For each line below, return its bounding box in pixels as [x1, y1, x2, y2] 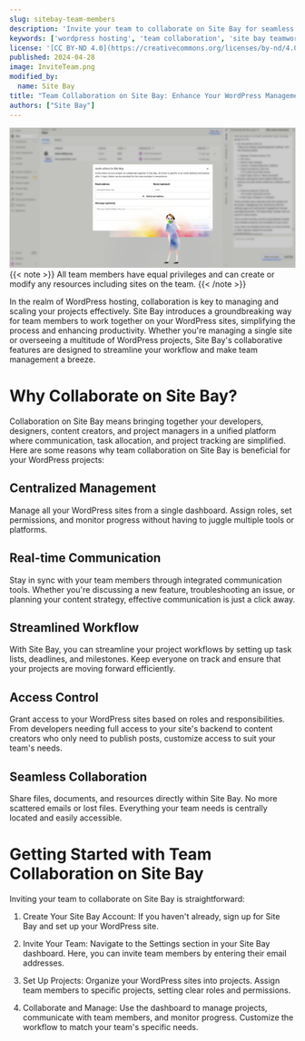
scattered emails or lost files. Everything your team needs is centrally [9, 803, 268, 814]
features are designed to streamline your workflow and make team [9, 345, 259, 356]
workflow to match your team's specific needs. [22, 1022, 199, 1032]
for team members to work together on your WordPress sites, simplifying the [9, 316, 296, 327]
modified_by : [9, 73, 59, 82]
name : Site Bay [17, 82, 75, 91]
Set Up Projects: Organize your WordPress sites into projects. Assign [22, 976, 280, 986]
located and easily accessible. [9, 812, 123, 823]
